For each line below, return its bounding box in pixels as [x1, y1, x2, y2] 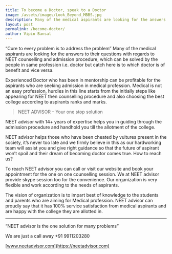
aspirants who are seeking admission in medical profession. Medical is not [5, 82, 162, 89]
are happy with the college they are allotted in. [5, 208, 103, 214]
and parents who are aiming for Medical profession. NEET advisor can [5, 198, 153, 203]
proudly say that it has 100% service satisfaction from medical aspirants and [5, 203, 166, 209]
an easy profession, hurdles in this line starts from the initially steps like [5, 88, 156, 94]
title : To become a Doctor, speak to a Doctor [5, 7, 106, 13]
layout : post [5, 22, 33, 27]
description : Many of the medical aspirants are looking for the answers [5, 17, 166, 22]
